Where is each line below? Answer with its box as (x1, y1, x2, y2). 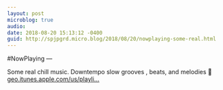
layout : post (7, 10, 45, 17)
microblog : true (7, 16, 54, 23)
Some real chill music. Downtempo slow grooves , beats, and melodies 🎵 (7, 68, 213, 76)
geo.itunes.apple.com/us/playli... (7, 75, 99, 83)
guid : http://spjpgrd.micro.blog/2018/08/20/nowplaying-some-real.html (7, 36, 216, 43)
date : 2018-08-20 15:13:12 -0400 (7, 29, 103, 36)
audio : (7, 23, 26, 30)
